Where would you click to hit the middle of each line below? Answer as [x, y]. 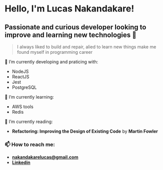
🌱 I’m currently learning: [29, 97]
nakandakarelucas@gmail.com [45, 157]
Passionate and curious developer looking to [75, 27]
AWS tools [22, 107]
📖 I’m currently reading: [29, 122]
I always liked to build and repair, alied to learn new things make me [86, 47]
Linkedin [21, 163]
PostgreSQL [24, 87]
